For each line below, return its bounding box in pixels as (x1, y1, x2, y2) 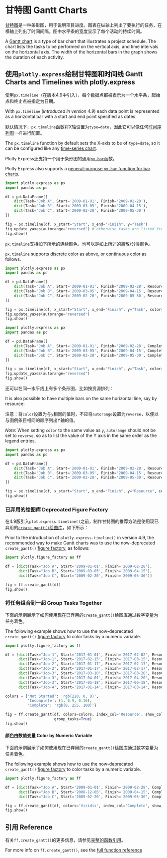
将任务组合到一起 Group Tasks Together (5, 600, 102, 607)
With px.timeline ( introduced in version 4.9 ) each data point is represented (5, 108, 160, 114)
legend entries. (5, 438, 36, 443)
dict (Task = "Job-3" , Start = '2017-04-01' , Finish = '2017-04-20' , (18, 675, 150, 680)
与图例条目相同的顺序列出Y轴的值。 (5, 418, 78, 423)
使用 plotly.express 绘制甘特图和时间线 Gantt (5, 70, 143, 78)
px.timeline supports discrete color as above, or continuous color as (5, 251, 147, 257)
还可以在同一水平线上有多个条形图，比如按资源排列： (5, 386, 114, 391)
